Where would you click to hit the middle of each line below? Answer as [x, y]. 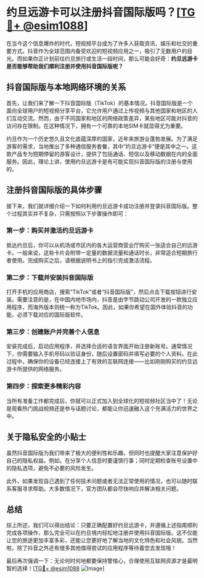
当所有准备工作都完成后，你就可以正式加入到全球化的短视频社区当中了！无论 [102, 401]
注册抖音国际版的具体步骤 [54, 190]
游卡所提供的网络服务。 [36, 369]
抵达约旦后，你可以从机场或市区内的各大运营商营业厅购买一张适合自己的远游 [102, 245]
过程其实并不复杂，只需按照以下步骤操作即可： [70, 213]
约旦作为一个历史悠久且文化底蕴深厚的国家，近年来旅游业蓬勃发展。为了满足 [102, 139]
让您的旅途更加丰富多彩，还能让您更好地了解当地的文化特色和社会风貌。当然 [102, 540]
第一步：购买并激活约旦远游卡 [50, 230]
